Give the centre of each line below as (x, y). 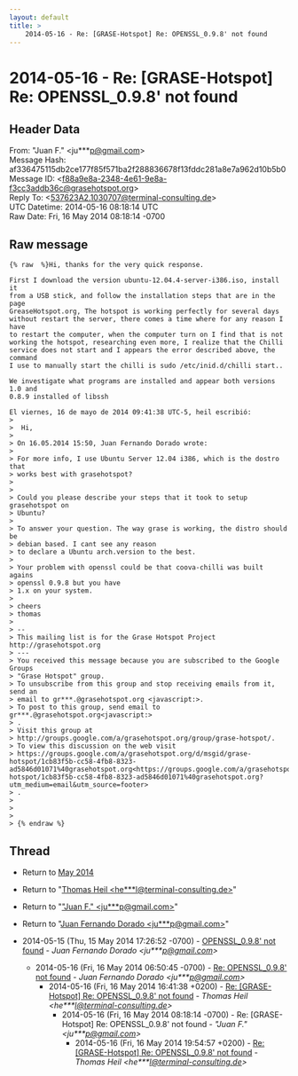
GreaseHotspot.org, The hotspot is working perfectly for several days (144, 311)
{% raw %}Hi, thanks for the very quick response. (106, 265)
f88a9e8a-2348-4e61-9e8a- (114, 179)
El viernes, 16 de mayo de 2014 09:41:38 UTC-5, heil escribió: (130, 412)
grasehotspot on (39, 506)
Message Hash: (38, 160)
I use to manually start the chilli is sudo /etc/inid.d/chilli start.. (146, 366)
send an (24, 692)
